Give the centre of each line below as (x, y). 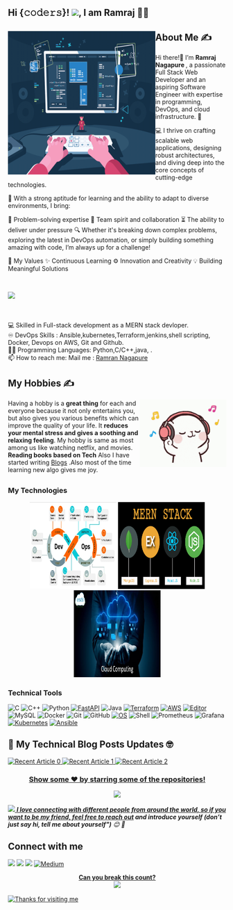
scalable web (174, 140)
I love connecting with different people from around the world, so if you (121, 810)
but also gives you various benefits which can (74, 419)
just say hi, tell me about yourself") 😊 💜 (67, 824)
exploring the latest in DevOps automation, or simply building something (111, 240)
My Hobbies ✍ (41, 383)
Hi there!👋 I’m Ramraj (186, 58)
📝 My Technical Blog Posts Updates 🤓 (90, 745)
